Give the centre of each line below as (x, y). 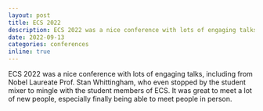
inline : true (29, 52)
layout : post (29, 15)
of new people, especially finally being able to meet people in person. (120, 99)
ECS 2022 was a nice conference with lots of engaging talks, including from (130, 74)
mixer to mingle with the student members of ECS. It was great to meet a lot (130, 90)
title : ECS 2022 (34, 23)
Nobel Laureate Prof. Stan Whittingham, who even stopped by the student (127, 82)
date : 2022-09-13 (36, 37)
